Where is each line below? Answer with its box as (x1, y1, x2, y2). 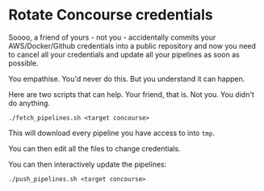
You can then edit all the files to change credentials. (8, 143, 181, 153)
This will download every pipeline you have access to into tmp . (8, 128, 216, 138)
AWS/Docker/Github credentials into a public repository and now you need (8, 40, 257, 50)
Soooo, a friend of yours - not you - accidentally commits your (8, 32, 216, 42)
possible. (8, 58, 39, 68)
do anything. (8, 98, 51, 108)
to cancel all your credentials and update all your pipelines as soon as (8, 49, 240, 59)
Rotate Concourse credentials (8, 6, 213, 24)
